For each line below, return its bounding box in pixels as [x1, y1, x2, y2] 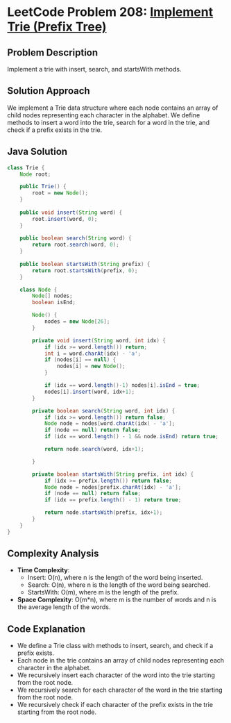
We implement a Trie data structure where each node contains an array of [7, 103, 219, 112]
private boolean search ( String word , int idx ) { [32, 407, 176, 414]
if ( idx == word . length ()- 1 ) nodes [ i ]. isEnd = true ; [44, 382, 200, 389]
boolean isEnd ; [32, 299, 76, 306]
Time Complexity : [17, 566, 70, 574]
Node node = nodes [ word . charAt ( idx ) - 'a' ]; [44, 420, 176, 427]
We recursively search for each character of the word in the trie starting [17, 685, 223, 695]
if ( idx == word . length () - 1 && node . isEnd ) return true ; [44, 433, 219, 440]
